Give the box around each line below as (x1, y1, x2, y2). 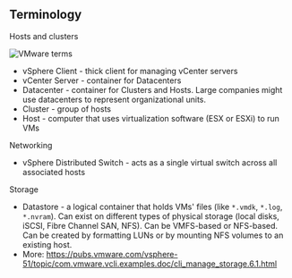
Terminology (9, 7, 82, 22)
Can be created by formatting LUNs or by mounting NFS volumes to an (21, 230, 284, 240)
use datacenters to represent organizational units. (21, 94, 206, 105)
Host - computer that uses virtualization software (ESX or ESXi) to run (21, 113, 280, 123)
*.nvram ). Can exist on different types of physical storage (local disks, (21, 210, 279, 222)
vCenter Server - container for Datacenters (21, 75, 182, 86)
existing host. (21, 239, 73, 249)
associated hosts (21, 166, 86, 177)
